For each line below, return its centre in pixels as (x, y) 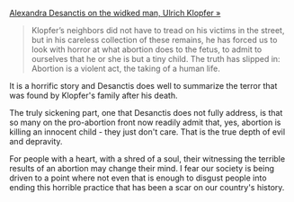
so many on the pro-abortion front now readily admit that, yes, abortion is (145, 122)
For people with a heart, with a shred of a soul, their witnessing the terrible (147, 159)
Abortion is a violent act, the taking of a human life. (125, 68)
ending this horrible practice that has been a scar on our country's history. (147, 187)
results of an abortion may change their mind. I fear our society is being (142, 168)
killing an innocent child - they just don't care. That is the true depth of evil (147, 132)
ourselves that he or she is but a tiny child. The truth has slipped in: (156, 59)
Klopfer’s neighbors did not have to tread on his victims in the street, (158, 30)
